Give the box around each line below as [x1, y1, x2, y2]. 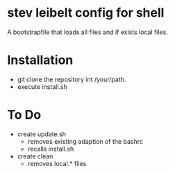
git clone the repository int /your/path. [17, 75, 126, 83]
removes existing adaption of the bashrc [27, 137, 144, 145]
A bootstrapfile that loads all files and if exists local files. [7, 28, 168, 36]
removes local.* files [27, 159, 87, 167]
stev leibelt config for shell [7, 5, 165, 21]
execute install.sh [17, 82, 67, 91]
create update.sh [17, 130, 67, 138]
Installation [7, 52, 74, 68]
